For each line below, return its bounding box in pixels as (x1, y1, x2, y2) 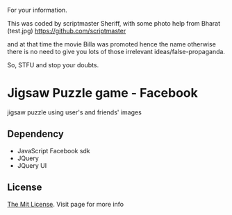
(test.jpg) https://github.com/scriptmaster (7, 27, 126, 35)
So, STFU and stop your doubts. (7, 61, 99, 69)
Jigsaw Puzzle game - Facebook (7, 85, 198, 101)
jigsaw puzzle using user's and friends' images (7, 108, 142, 117)
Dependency (7, 128, 64, 140)
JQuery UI (17, 161, 47, 169)
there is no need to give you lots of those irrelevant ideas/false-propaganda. (7, 48, 226, 55)
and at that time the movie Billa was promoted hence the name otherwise (7, 40, 217, 48)
